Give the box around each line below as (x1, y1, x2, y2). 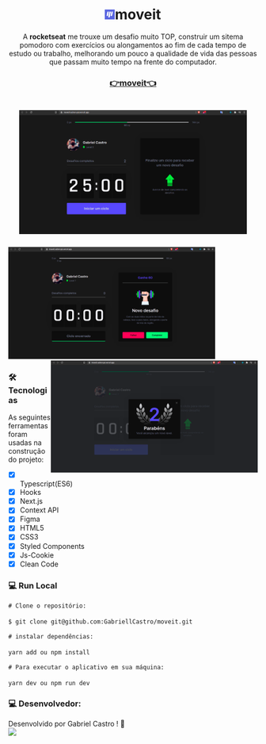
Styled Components (19, 541, 85, 550)
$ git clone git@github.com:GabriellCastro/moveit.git (8, 618, 193, 626)
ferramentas (8, 421, 49, 431)
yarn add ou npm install (8, 649, 90, 657)
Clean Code (19, 559, 59, 569)
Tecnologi (8, 385, 47, 396)
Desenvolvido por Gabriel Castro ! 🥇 (8, 719, 125, 729)
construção (8, 447, 46, 456)
